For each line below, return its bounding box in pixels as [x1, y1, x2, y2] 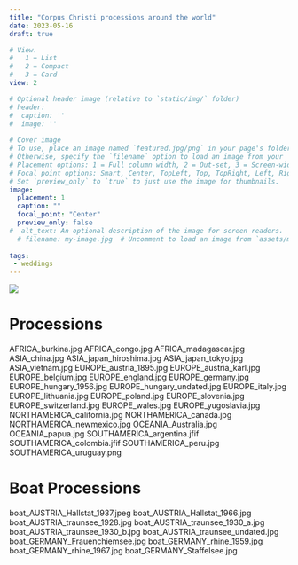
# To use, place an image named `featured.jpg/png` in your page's [9, 144, 264, 153]
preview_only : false [17, 218, 93, 227]
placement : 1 [17, 193, 66, 202]
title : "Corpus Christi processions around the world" [9, 12, 216, 22]
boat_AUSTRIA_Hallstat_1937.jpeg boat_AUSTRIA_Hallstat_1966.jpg [9, 507, 252, 518]
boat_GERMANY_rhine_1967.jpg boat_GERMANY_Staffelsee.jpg [9, 545, 238, 555]
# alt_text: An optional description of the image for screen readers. [9, 226, 284, 235]
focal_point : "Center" [17, 210, 101, 219]
